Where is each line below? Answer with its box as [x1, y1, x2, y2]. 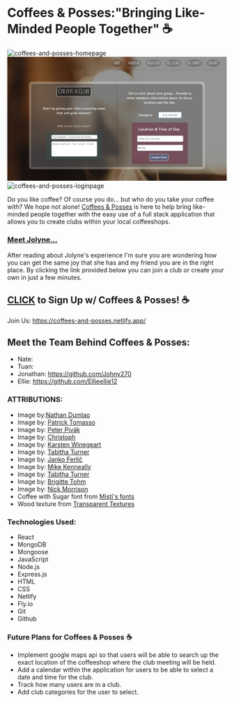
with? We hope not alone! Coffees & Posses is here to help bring [7, 202, 192, 211]
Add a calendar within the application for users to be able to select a [17, 665, 214, 674]
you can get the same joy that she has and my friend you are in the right [7, 258, 214, 267]
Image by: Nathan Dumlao [17, 410, 91, 419]
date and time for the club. [17, 673, 94, 681]
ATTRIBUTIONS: [7, 394, 63, 404]
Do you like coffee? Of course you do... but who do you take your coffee [7, 195, 214, 204]
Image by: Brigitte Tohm [17, 477, 86, 486]
